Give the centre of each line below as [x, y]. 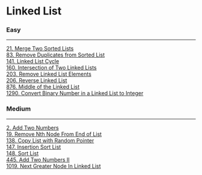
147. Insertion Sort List [34, 147]
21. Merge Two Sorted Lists [40, 49]
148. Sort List [23, 153]
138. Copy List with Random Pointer [50, 140]
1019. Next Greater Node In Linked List [54, 166]
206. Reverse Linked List [37, 81]
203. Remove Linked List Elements [49, 74]
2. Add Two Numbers [32, 127]
